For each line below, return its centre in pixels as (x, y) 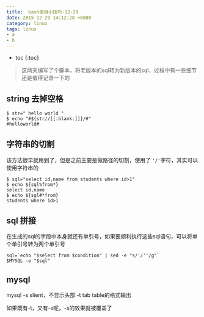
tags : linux (21, 29)
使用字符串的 (22, 168)
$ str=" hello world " (35, 113)
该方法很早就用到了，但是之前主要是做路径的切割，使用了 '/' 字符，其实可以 (102, 160)
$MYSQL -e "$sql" (28, 261)
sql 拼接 (21, 221)
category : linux (27, 23)
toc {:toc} (27, 58)
